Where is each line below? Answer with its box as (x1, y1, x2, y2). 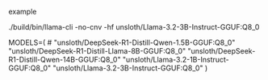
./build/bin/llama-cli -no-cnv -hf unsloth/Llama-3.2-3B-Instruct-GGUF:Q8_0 (8, 22, 260, 31)
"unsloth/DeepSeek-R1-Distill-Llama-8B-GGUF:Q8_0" (8, 46, 186, 55)
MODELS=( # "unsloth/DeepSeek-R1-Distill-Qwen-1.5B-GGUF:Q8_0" (8, 38, 236, 47)
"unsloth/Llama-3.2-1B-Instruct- (122, 55, 230, 64)
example (8, 7, 37, 16)
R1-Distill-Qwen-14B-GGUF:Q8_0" (8, 55, 121, 64)
